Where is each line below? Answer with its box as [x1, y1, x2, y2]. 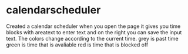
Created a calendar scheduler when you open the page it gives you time [6, 23, 181, 30]
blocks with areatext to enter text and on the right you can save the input [6, 28, 182, 35]
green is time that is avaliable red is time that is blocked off [6, 41, 149, 48]
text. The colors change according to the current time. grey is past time [6, 35, 179, 42]
